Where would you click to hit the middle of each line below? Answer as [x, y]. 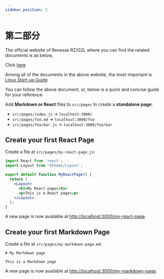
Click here [16, 65]
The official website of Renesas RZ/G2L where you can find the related [77, 50]
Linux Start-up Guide [27, 79]
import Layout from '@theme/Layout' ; [44, 166]
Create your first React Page [50, 140]
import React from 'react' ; [34, 161]
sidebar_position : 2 [27, 10]
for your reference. [24, 94]
